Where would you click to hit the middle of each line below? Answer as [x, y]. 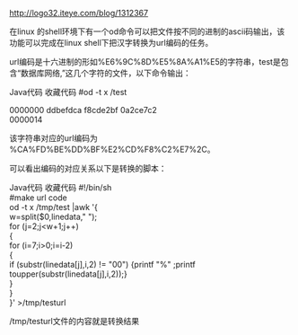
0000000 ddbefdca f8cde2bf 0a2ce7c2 [83, 110]
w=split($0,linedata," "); [53, 216]
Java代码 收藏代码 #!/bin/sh [61, 187]
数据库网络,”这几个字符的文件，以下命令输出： [106, 73]
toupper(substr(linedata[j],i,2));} [68, 274]
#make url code [38, 198]
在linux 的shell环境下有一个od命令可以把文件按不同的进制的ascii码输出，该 [147, 31]
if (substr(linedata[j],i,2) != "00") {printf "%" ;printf [102, 264]
